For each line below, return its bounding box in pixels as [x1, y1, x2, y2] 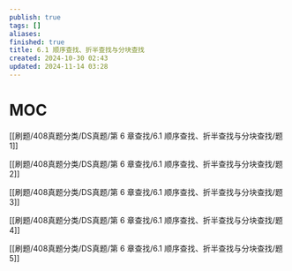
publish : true [9, 12, 62, 22]
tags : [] [9, 21, 41, 30]
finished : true [9, 37, 65, 47]
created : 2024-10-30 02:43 [9, 54, 109, 63]
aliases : [9, 29, 41, 38]
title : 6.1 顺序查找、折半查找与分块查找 [9, 46, 146, 55]
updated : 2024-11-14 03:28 [9, 63, 109, 72]
